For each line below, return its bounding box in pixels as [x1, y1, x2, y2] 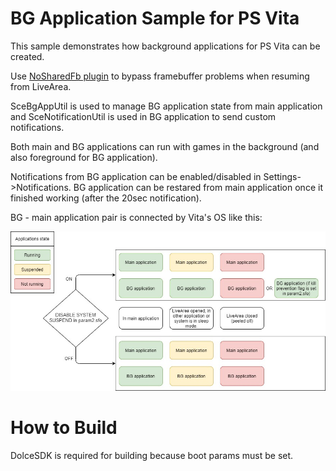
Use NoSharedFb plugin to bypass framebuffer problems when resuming [10, 70, 310, 82]
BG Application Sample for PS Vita [10, 7, 300, 30]
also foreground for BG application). [10, 151, 158, 163]
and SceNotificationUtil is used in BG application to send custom [10, 110, 277, 122]
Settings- [263, 170, 302, 182]
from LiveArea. [10, 80, 72, 92]
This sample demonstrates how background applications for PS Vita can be [10, 40, 321, 52]
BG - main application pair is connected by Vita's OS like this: [10, 211, 263, 223]
